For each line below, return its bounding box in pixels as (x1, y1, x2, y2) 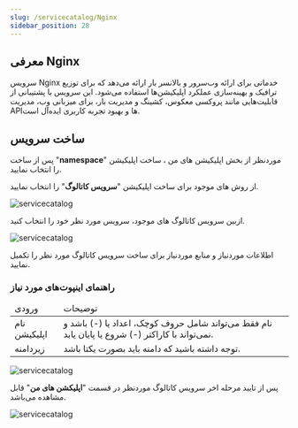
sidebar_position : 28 (10, 21, 90, 30)
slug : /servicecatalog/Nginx (10, 12, 118, 22)
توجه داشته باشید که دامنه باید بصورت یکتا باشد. (63, 342, 241, 355)
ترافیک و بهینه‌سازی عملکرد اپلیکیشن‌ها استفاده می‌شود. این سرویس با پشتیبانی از (10, 87, 278, 97)
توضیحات (63, 302, 98, 315)
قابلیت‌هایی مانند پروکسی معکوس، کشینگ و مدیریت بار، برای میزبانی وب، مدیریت (10, 96, 278, 107)
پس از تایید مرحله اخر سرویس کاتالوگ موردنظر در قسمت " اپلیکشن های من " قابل (10, 382, 279, 394)
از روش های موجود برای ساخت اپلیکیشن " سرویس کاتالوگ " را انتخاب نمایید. (10, 181, 259, 192)
